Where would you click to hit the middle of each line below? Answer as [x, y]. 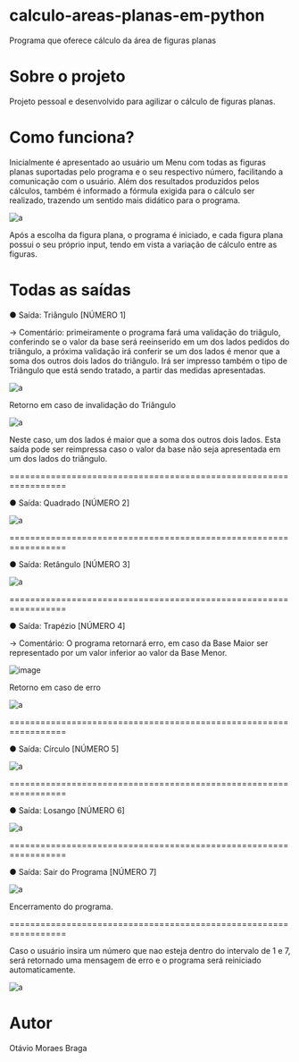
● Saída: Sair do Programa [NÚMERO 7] [83, 871]
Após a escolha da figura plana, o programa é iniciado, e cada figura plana [146, 234]
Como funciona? [72, 137]
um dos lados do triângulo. [58, 458]
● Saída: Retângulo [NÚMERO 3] [70, 564]
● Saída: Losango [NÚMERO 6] [67, 810]
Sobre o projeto [67, 76]
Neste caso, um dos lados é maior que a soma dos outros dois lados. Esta [145, 439]
